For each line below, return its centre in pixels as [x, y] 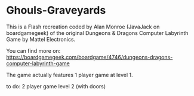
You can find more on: [33, 50]
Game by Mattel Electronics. [41, 39]
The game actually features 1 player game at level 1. [70, 75]
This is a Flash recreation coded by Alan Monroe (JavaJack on [83, 27]
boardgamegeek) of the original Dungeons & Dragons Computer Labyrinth [97, 33]
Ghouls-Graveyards [56, 10]
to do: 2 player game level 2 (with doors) [56, 86]
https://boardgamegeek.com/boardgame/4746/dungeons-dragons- [90, 57]
